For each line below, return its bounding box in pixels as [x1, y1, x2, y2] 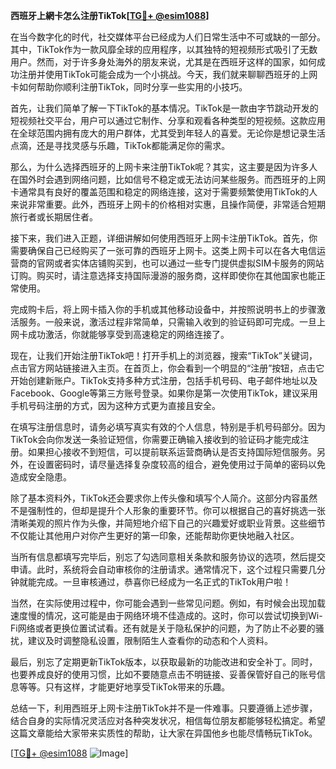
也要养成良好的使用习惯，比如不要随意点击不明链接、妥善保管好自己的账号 [10, 669, 317, 680]
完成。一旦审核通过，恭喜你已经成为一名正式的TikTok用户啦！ [36, 576, 292, 588]
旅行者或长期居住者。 [10, 211, 98, 223]
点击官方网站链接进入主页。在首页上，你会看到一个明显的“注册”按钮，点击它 [10, 362, 325, 374]
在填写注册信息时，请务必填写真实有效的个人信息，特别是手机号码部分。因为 [10, 421, 326, 433]
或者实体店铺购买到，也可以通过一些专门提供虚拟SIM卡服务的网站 [53, 257, 325, 269]
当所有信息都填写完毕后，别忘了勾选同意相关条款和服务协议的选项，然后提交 [10, 551, 326, 563]
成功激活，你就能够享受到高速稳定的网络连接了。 [27, 329, 230, 340]
